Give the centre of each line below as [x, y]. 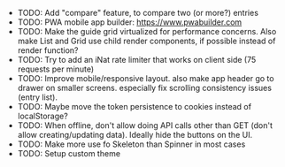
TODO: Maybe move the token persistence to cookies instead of [135, 106]
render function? [48, 50]
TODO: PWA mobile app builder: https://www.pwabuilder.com [130, 22]
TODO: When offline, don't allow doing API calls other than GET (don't [145, 125]
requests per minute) [56, 69]
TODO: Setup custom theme [69, 153]
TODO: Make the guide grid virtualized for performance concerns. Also [147, 31]
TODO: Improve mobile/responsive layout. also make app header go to [146, 78]
